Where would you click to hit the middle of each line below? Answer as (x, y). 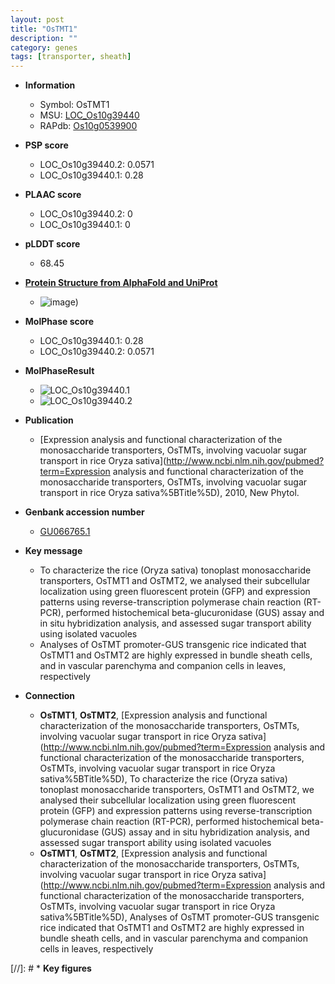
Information (50, 85)
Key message (53, 551)
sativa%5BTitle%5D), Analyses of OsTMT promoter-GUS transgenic (179, 917)
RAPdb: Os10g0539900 (88, 126)
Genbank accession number (84, 512)
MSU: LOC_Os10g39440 (89, 115)
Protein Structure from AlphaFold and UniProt (121, 283)
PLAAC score (53, 195)
